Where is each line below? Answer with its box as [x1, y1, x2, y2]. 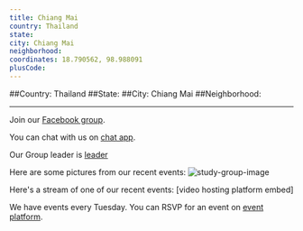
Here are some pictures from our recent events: [9, 166, 187, 177]
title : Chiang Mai [9, 13, 78, 23]
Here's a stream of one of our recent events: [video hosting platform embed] [9, 184, 294, 195]
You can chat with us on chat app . [9, 132, 136, 143]
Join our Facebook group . [9, 114, 106, 125]
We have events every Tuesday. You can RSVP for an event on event [9, 201, 264, 212]
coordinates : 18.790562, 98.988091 [9, 55, 143, 64]
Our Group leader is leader [9, 149, 108, 160]
